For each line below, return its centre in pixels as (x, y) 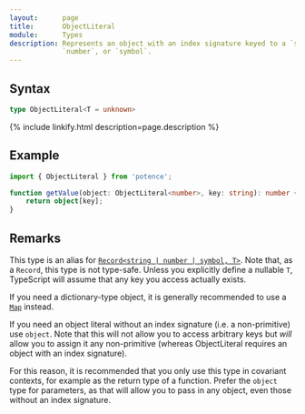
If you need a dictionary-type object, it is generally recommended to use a (148, 297)
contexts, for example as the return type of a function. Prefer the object (143, 380)
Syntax (30, 89)
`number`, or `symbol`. (107, 52)
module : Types (46, 35)
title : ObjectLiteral (63, 26)
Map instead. (32, 307)
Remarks (35, 238)
